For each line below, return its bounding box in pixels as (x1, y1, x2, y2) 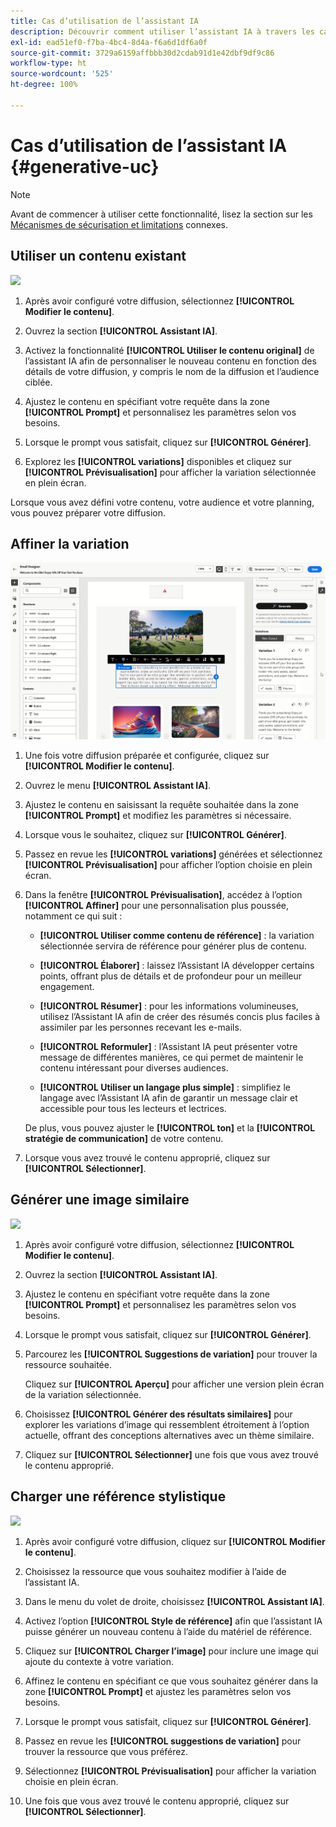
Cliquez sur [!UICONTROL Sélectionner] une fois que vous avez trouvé (24, 1448, 319, 1460)
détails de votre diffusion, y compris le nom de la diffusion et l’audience (24, 365, 320, 377)
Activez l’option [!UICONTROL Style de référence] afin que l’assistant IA (24, 1615, 323, 1627)
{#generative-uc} (10, 155, 160, 178)
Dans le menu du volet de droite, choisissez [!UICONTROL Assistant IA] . (24, 1595, 325, 1607)
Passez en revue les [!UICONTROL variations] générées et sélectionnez (24, 848, 323, 860)
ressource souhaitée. (24, 1358, 112, 1370)
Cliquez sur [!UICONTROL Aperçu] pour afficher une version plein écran (24, 1378, 325, 1390)
